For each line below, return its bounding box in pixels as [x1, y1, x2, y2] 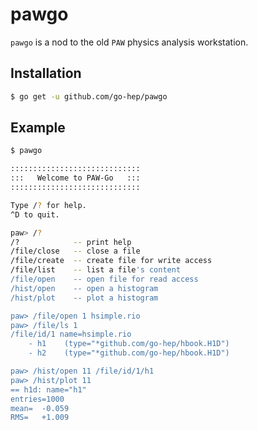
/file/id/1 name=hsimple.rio [10, 329, 132, 340]
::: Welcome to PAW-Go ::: [10, 173, 141, 183]
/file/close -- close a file [10, 246, 141, 257]
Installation [10, 65, 82, 82]
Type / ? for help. [10, 200, 87, 210]
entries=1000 [10, 394, 65, 404]
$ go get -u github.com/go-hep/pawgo [10, 91, 168, 102]
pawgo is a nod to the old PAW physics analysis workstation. [10, 36, 249, 48]
